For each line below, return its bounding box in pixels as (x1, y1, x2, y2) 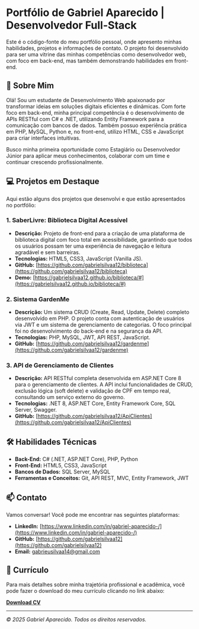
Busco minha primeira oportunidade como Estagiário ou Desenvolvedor (6, 146, 181, 153)
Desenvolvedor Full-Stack (6, 18, 137, 32)
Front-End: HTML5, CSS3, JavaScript (14, 462, 107, 469)
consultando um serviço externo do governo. (14, 394, 126, 401)
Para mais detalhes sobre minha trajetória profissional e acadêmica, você (6, 581, 185, 588)
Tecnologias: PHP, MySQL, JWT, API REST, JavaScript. (14, 334, 151, 341)
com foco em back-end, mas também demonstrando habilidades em (6, 57, 174, 64)
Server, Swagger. (14, 406, 57, 413)
